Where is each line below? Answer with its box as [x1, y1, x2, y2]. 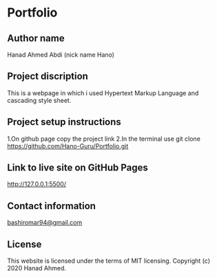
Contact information [7, 200, 96, 212]
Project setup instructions [7, 116, 122, 128]
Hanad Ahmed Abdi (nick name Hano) [7, 50, 115, 59]
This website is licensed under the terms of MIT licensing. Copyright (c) [7, 257, 211, 265]
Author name [7, 32, 65, 44]
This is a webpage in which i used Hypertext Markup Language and [7, 88, 199, 97]
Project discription [7, 70, 88, 82]
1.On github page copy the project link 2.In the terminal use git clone [7, 135, 201, 143]
